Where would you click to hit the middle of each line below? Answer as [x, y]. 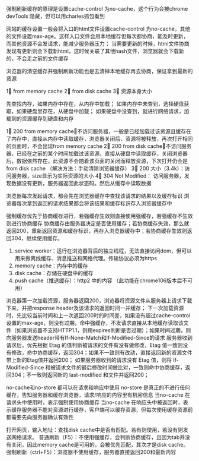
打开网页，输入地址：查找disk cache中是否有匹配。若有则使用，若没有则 [95, 430]
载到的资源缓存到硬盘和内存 [40, 119]
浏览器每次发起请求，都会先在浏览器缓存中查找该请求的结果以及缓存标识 [94, 196]
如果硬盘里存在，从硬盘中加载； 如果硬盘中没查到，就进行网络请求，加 [103, 111]
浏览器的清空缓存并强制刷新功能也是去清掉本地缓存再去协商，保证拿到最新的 [99, 71]
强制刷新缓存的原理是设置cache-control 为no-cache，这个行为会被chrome [97, 9]
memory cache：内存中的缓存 [51, 266]
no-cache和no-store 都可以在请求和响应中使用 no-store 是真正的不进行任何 [98, 387]
